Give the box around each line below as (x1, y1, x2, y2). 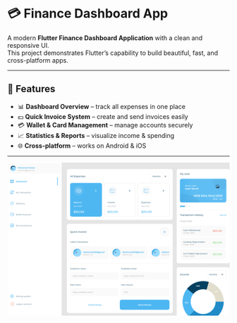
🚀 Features (7, 83, 56, 95)
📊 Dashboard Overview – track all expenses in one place (17, 102, 186, 110)
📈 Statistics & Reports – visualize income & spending (17, 131, 175, 139)
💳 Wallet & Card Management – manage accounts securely (17, 120, 193, 129)
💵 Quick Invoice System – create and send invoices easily (17, 112, 188, 120)
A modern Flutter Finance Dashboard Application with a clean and (7, 33, 203, 42)
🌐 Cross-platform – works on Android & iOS (17, 141, 147, 150)
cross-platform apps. (7, 56, 68, 64)
